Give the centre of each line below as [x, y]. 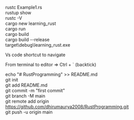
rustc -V [14, 18]
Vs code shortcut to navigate [36, 55]
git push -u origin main [29, 112]
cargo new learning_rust [31, 23]
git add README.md [26, 85]
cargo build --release [27, 39]
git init [12, 80]
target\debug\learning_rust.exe [38, 45]
